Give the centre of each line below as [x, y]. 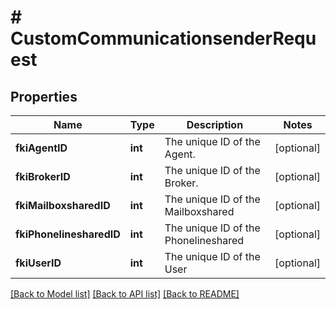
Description [215, 124]
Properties [44, 96]
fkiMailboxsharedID [63, 205]
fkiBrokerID [43, 176]
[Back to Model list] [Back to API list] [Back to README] [125, 294]
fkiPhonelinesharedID [68, 234]
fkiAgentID [41, 148]
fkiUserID [38, 263]
